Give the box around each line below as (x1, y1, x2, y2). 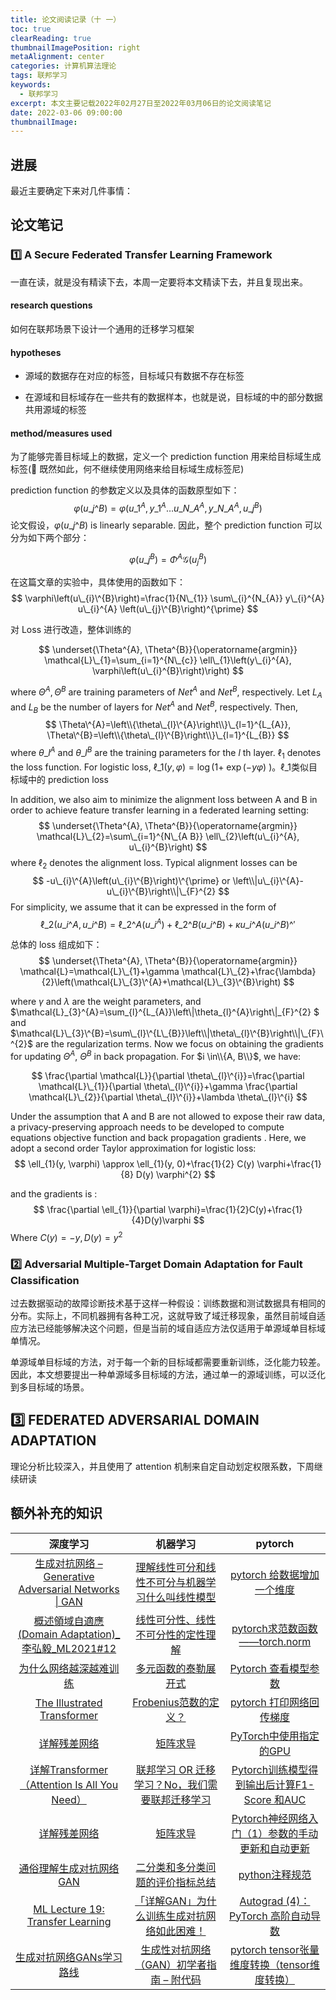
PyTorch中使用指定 (230, 1729, 320, 1743)
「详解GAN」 (134, 1894, 197, 1908)
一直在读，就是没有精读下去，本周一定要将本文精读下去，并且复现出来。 (10, 276, 308, 288)
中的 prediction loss (27, 773, 109, 785)
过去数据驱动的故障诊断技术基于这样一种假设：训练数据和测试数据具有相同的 (10, 1297, 326, 1309)
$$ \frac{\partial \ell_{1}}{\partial (33, 1203, 167, 1215)
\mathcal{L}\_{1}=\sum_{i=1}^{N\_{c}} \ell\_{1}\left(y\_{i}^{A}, (44, 654, 292, 666)
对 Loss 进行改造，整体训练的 (10, 624, 132, 636)
